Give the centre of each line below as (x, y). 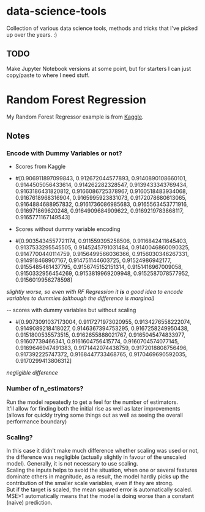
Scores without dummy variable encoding (68, 229)
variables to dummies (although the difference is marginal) (80, 298)
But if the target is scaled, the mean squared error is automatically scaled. (99, 489)
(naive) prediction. (29, 502)
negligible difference (32, 373)
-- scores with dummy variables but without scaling (71, 310)
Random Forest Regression (76, 100)
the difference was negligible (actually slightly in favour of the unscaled (96, 457)
